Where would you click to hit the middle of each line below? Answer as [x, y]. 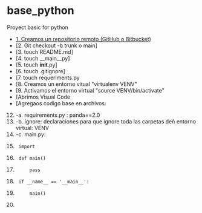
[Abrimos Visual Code [43, 97]
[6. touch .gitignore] [40, 71]
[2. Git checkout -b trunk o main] [56, 45]
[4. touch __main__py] [43, 58]
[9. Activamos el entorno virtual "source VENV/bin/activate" [90, 90]
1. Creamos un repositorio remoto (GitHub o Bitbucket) [83, 39]
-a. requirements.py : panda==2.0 [58, 115]
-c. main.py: [31, 134]
